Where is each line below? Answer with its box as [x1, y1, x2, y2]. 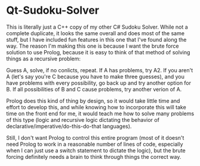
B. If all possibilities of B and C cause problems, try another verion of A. [6, 85, 182, 93]
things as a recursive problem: [6, 55, 81, 62]
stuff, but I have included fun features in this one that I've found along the [6, 36, 187, 43]
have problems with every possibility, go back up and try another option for [6, 79, 192, 87]
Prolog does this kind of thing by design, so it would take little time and [6, 97, 180, 104]
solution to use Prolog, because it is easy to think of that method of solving [6, 48, 190, 56]
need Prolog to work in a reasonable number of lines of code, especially [6, 140, 183, 147]
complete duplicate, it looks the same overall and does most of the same [6, 29, 185, 36]
